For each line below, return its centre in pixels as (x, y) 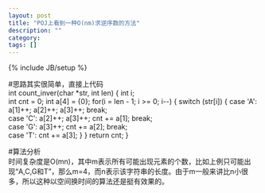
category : (25, 38)
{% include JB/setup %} (48, 68)
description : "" (35, 30)
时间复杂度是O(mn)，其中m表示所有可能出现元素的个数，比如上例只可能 (126, 162)
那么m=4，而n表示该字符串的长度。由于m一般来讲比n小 (150, 172)
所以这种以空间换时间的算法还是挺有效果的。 (95, 181)
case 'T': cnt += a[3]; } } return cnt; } (68, 135)
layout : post (30, 15)
